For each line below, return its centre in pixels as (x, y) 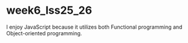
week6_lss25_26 (49, 10)
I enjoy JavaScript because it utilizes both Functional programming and (94, 27)
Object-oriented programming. (44, 33)
